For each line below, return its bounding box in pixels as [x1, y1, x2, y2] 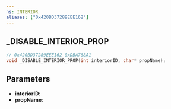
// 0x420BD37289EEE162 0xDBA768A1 [6, 52, 92, 58]
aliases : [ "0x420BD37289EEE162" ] [6, 14, 89, 20]
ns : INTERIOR [6, 8, 39, 15]
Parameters [6, 74, 50, 84]
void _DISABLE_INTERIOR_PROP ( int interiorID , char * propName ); [6, 58, 166, 64]
